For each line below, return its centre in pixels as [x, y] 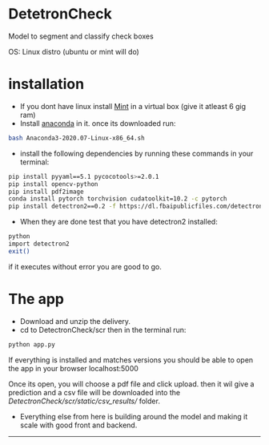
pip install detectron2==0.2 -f [62, 206]
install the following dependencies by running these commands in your [137, 153]
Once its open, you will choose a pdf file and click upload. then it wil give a [131, 384]
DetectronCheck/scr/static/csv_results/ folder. [84, 401]
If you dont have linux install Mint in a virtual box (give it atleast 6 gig [133, 106]
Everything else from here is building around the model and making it [134, 416]
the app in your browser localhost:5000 [73, 368]
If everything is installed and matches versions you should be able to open [131, 360]
